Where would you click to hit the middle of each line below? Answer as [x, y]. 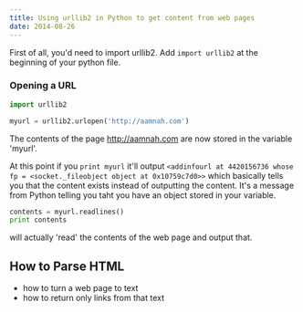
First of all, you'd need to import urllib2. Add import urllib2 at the [134, 52]
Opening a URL [43, 86]
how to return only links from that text [93, 298]
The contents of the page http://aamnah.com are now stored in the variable [151, 139]
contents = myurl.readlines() [67, 212]
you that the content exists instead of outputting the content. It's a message [152, 185]
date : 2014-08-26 [42, 26]
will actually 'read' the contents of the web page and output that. [131, 237]
